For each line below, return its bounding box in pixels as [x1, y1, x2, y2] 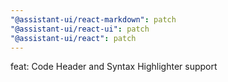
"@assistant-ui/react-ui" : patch [10, 24, 150, 34]
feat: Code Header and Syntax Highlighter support [10, 61, 218, 73]
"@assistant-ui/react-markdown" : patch [10, 14, 177, 25]
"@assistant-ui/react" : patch [10, 33, 137, 43]
